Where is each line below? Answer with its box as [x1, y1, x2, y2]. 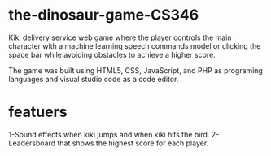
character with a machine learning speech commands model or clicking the [8, 41, 261, 50]
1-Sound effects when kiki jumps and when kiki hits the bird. [8, 129, 210, 139]
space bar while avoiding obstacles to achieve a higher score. [8, 50, 216, 59]
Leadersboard [8, 138, 56, 148]
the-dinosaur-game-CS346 [8, 6, 199, 24]
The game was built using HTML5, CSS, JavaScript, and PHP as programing [8, 65, 263, 75]
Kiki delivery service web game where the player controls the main [8, 32, 232, 42]
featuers [8, 103, 68, 121]
